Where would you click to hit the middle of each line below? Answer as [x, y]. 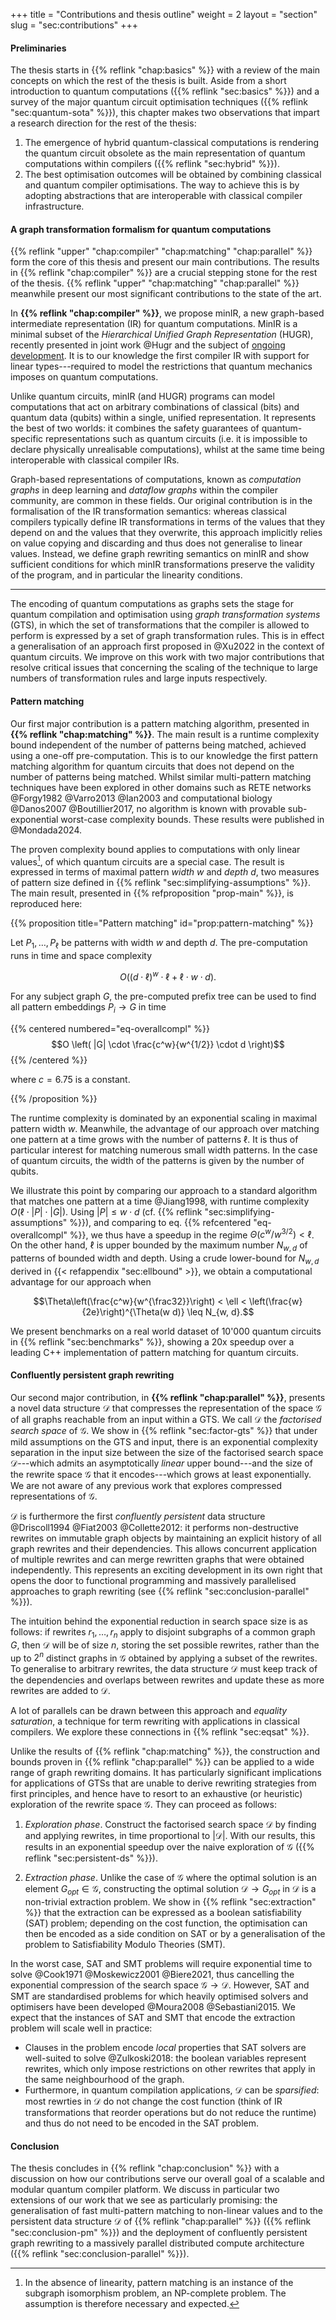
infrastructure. [54, 206]
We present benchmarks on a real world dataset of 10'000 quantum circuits [166, 1331]
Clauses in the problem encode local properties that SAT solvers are [165, 2048]
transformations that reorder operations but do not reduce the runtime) [170, 2113]
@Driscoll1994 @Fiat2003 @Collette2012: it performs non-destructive [155, 1527]
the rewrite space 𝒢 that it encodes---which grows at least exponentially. [161, 1474]
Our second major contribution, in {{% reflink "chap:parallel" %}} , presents [168, 1397]
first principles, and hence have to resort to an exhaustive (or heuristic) [156, 1794]
